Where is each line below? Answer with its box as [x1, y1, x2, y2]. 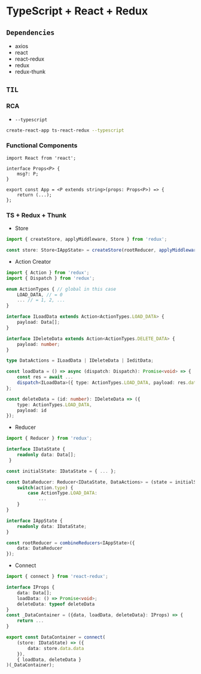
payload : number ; [17, 341, 60, 347]
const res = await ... [17, 374, 74, 380]
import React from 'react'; [6, 155, 77, 161]
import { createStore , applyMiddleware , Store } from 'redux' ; [6, 236, 167, 243]
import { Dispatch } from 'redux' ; [6, 275, 95, 281]
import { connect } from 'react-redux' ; [6, 574, 109, 580]
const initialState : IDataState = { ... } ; [6, 468, 117, 474]
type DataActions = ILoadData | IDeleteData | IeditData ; [6, 357, 154, 364]
